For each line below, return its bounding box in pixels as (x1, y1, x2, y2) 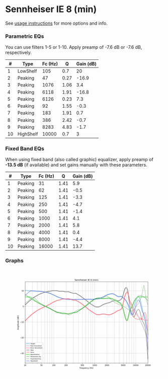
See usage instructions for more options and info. (5, 20, 108, 26)
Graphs (5, 257, 24, 264)
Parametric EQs (5, 33, 44, 40)
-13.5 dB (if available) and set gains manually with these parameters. (5, 162, 147, 168)
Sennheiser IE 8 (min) (5, 4, 97, 15)
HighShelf (17, 131, 38, 137)
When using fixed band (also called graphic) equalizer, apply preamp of (5, 157, 153, 163)
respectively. (5, 49, 32, 56)
